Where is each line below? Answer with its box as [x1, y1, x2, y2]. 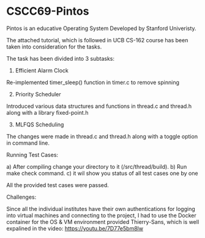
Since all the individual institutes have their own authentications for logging [6, 205, 196, 212]
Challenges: [6, 193, 37, 201]
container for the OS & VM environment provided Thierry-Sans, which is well [6, 218, 199, 225]
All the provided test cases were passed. [6, 181, 109, 188]
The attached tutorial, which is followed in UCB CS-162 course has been [6, 36, 188, 44]
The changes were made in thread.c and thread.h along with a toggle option [6, 132, 198, 140]
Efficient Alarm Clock [15, 66, 69, 74]
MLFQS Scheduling [15, 121, 64, 128]
